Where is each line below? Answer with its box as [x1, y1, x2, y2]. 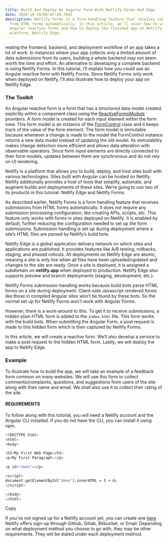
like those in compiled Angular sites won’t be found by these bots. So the [5, 293, 155, 299]
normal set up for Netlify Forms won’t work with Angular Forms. [5, 298, 136, 304]
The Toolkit [5, 94, 33, 101]
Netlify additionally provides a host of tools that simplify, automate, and [5, 179, 151, 185]
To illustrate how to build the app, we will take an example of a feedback [5, 368, 154, 374]
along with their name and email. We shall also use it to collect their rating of [5, 384, 162, 390]
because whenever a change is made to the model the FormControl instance [5, 132, 163, 138]
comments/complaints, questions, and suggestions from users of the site [5, 379, 156, 385]
